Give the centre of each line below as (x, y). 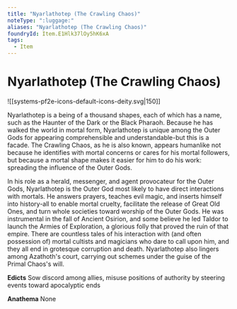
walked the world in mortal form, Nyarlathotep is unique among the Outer (114, 130)
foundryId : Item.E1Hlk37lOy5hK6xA (58, 34)
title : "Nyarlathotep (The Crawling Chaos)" (74, 14)
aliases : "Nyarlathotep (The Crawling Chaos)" (77, 27)
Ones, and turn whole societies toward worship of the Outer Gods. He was (116, 211)
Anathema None (32, 298)
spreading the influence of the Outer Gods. (70, 168)
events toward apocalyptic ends (54, 285)
